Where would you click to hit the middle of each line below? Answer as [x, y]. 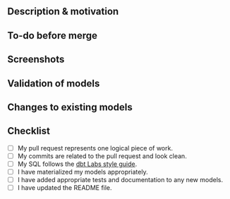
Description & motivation [63, 12]
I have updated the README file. [65, 188]
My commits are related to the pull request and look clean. [102, 156]
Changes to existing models [70, 107]
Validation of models [54, 83]
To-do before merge [52, 36]
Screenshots [36, 59]
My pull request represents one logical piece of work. [95, 148]
